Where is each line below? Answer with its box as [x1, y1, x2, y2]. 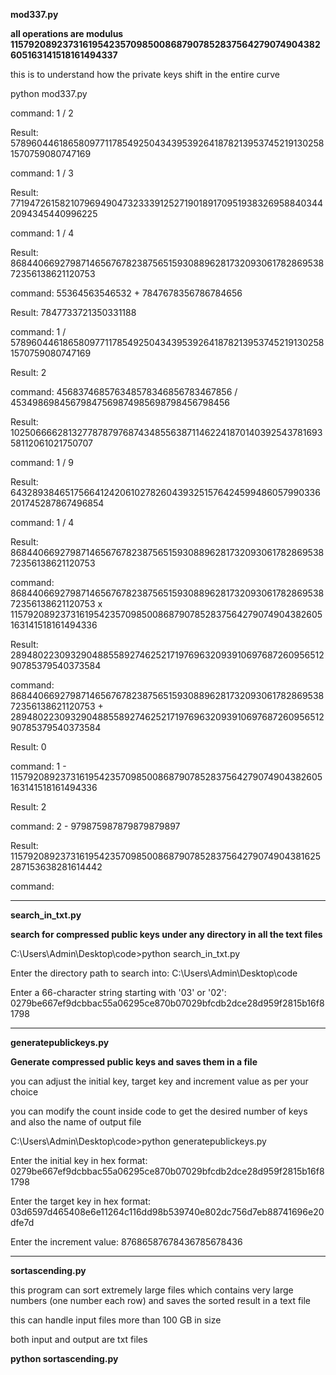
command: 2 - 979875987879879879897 [10, 820, 181, 832]
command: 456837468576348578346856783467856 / [10, 386, 238, 398]
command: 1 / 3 [10, 167, 74, 179]
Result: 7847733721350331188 [10, 307, 137, 318]
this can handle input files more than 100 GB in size [10, 1314, 222, 1326]
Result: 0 [10, 741, 47, 753]
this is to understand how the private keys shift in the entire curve [10, 69, 281, 80]
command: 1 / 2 [10, 107, 74, 119]
